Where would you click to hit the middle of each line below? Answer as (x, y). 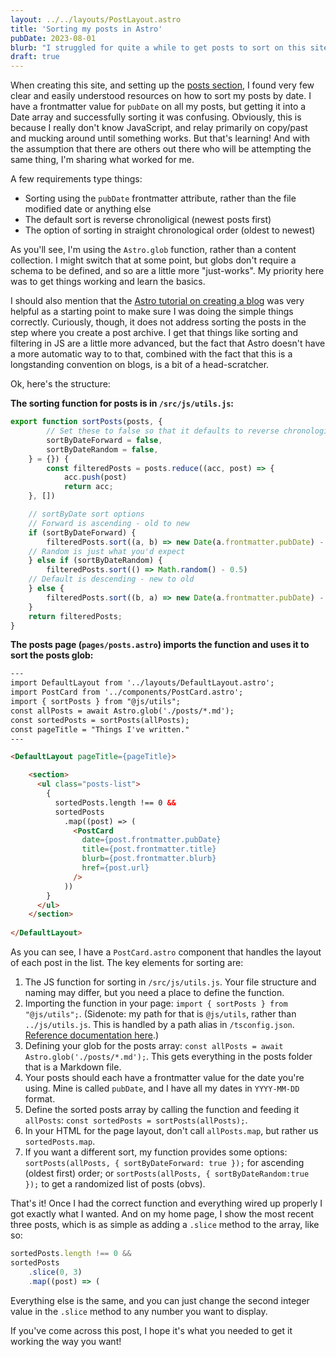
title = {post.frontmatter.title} (149, 849)
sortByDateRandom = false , (102, 449)
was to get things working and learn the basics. (108, 282)
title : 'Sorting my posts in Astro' (86, 29)
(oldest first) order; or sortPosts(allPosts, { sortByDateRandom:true (167, 1173)
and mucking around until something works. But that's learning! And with (160, 138)
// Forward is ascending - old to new (109, 523)
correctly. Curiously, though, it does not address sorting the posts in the (158, 322)
